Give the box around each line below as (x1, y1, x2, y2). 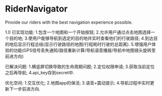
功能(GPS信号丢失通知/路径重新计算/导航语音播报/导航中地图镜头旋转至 (13, 47, 156, 53)
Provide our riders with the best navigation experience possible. (5, 19, 133, 25)
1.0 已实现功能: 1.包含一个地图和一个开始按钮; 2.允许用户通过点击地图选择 (5, 29, 151, 35)
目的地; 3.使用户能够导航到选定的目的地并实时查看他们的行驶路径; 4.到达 (9, 35, 154, 41)
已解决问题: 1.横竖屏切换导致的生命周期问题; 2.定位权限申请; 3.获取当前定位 (5, 64, 155, 69)
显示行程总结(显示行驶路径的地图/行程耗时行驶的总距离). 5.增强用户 (17, 41, 152, 47)
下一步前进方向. (9, 86, 41, 92)
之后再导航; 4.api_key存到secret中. (5, 69, 74, 75)
